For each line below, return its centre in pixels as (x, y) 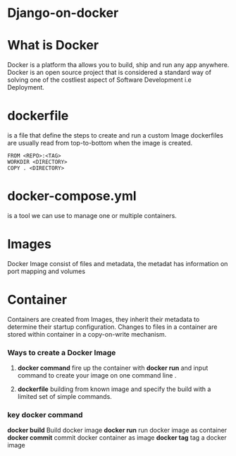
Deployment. (26, 88)
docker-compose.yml (72, 196)
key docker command (45, 415)
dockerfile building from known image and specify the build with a (114, 389)
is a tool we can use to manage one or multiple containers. (92, 216)
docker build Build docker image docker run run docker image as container (117, 430)
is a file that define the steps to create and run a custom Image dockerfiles (115, 136)
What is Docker (53, 46)
